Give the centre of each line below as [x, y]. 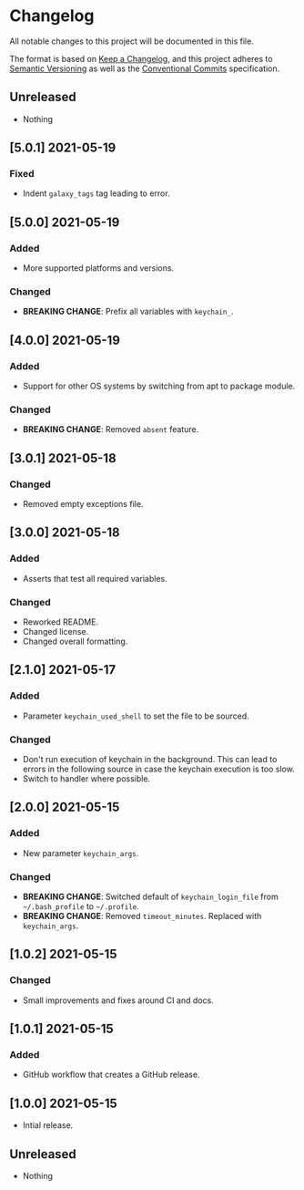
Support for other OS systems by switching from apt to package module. [159, 386]
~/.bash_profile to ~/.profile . [81, 906]
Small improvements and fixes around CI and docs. [118, 1000]
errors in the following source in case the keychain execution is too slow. [159, 769]
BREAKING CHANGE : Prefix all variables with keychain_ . [128, 312]
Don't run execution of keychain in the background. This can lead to [150, 760]
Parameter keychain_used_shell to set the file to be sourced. [136, 716]
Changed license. [56, 632]
